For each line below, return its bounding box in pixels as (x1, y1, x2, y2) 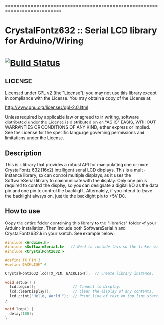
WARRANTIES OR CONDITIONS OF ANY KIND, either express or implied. (5, 124, 150, 130)
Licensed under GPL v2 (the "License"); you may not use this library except (5, 90, 157, 96)
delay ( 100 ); (9, 311, 34, 316)
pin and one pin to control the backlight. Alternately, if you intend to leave (5, 188, 153, 193)
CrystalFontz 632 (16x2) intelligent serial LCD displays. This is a (5, 167, 133, 173)
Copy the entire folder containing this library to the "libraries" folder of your (5, 220, 157, 226)
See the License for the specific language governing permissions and (5, 130, 145, 136)
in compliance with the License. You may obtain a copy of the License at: (5, 95, 152, 101)
